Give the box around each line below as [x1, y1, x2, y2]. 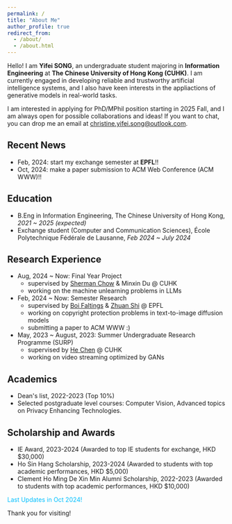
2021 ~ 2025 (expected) [17, 218, 87, 227]
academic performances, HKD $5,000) [17, 467, 129, 476]
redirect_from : [7, 29, 51, 37]
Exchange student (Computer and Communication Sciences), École [17, 226, 210, 234]
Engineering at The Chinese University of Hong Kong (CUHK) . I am [7, 69, 203, 77]
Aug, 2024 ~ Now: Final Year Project [17, 272, 122, 280]
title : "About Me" [7, 17, 60, 24]
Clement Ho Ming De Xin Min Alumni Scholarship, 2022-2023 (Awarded [17, 475, 223, 483]
